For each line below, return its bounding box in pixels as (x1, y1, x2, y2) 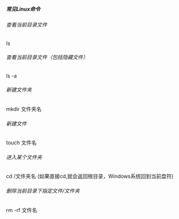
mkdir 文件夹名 (6, 105, 42, 112)
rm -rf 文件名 (6, 206, 37, 213)
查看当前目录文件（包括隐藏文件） (6, 54, 88, 61)
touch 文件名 (6, 139, 37, 146)
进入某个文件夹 (6, 154, 42, 161)
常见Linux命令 (6, 5, 41, 12)
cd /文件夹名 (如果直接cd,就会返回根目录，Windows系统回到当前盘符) (6, 173, 174, 180)
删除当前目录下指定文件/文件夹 (6, 187, 80, 194)
